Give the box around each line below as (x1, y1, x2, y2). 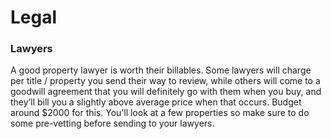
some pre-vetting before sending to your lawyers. (10, 117, 215, 130)
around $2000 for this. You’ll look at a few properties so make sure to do (10, 107, 310, 119)
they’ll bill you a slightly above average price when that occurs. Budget (10, 96, 302, 108)
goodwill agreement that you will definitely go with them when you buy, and (10, 86, 322, 98)
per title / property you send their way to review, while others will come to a (10, 75, 321, 87)
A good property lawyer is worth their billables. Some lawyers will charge (10, 64, 312, 76)
